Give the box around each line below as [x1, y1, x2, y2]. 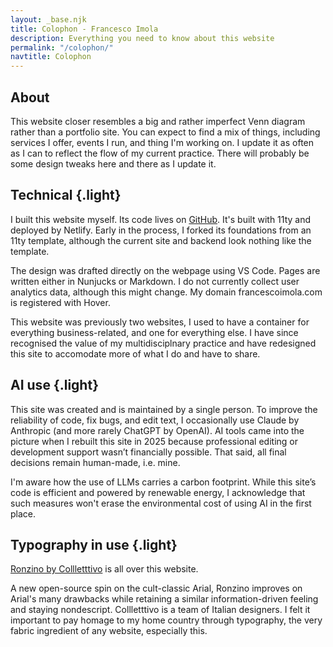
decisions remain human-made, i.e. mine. [10, 456, 181, 468]
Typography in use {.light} [10, 536, 178, 553]
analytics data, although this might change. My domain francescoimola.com [10, 286, 323, 298]
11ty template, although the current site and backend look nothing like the [10, 234, 312, 246]
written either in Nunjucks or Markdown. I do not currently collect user [10, 275, 300, 287]
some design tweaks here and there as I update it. [10, 157, 217, 170]
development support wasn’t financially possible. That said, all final [10, 446, 287, 458]
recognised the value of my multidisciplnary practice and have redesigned [10, 337, 317, 349]
